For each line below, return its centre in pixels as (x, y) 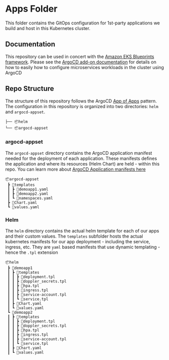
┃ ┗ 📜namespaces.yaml (30, 198)
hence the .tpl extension (32, 252)
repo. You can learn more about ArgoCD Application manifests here (75, 169)
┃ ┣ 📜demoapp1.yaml (28, 189)
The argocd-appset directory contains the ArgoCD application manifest (79, 153)
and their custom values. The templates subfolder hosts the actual (74, 236)
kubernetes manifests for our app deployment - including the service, (78, 242)
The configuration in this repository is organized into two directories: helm (82, 106)
